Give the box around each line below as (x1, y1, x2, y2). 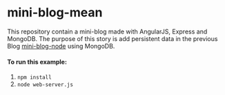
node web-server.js (17, 81, 74, 88)
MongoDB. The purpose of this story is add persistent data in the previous (7, 34, 218, 42)
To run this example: (7, 57, 68, 66)
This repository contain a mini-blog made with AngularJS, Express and (7, 27, 208, 36)
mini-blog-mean (7, 5, 103, 21)
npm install (17, 74, 52, 81)
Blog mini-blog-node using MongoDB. (7, 42, 115, 50)
